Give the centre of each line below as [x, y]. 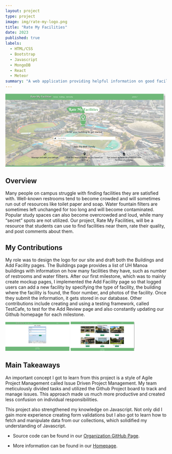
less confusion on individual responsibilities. [52, 399]
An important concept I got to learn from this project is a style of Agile [79, 377]
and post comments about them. [40, 232]
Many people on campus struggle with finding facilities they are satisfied [82, 193]
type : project [20, 16]
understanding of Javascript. [36, 426]
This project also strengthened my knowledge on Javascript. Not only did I [84, 409]
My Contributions [34, 247]
